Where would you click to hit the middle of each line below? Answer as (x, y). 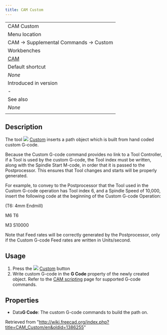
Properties (22, 300)
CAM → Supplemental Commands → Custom (60, 42)
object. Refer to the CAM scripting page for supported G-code (76, 279)
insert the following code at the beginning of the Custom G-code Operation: (83, 196)
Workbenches (24, 50)
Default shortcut (27, 66)
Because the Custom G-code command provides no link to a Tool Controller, (84, 154)
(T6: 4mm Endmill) (24, 206)
